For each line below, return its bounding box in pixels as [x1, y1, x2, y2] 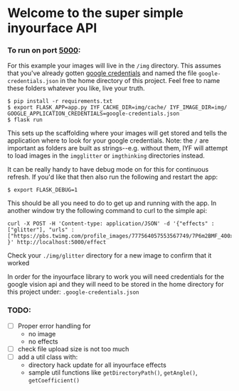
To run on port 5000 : [7, 45, 81, 55]
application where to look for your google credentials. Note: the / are [7, 136, 209, 145]
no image [28, 329, 56, 338]
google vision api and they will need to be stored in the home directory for [7, 280, 224, 289]
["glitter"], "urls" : [7, 226, 75, 233]
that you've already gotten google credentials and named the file [7, 69, 197, 77]
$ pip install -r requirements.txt [7, 98, 113, 105]
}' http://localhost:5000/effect [7, 239, 107, 246]
